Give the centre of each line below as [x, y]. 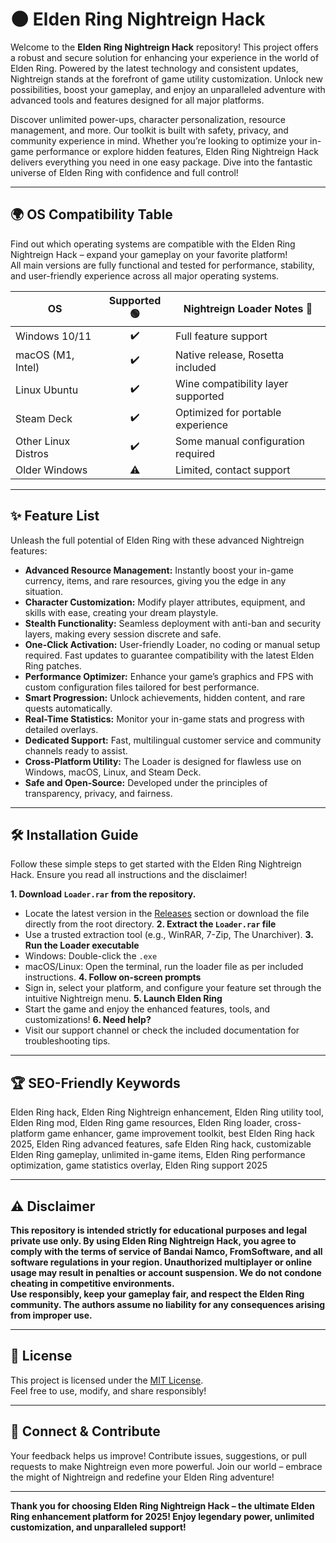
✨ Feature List [55, 516]
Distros [32, 453]
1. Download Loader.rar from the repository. [103, 894]
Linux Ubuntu [47, 390]
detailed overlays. [61, 729]
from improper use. [51, 1315]
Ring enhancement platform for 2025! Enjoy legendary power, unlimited [162, 1516]
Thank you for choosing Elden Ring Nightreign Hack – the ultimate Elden [162, 1505]
